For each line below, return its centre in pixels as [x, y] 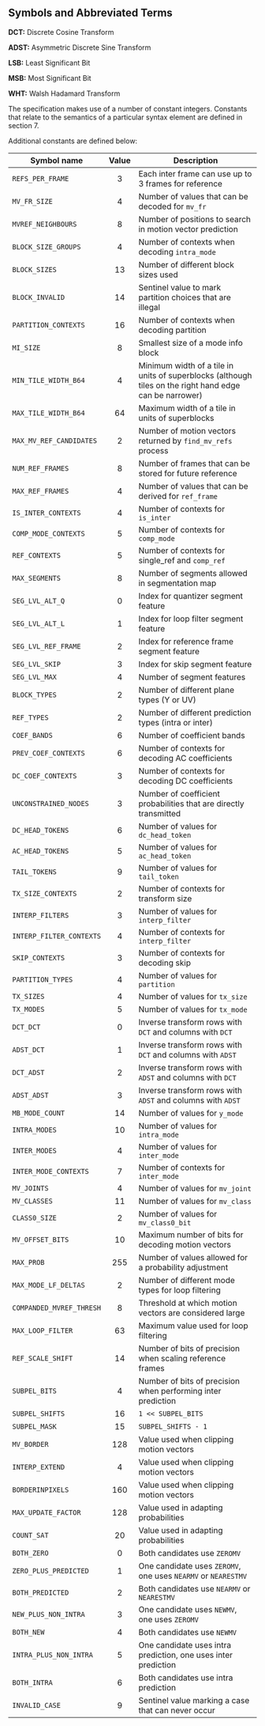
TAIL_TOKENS [35, 872]
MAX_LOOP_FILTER [43, 1330]
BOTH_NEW [28, 1632]
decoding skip [165, 963]
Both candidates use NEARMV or [194, 1588]
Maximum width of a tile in [187, 408]
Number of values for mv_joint [195, 1188]
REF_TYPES [30, 717]
